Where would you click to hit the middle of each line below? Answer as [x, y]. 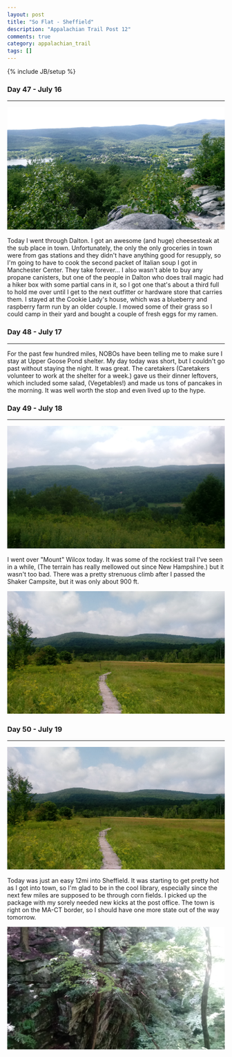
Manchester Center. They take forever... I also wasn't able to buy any [105, 270]
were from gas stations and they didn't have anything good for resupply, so [114, 255]
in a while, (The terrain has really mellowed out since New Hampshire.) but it [116, 567]
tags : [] [20, 51]
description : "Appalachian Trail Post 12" [69, 29]
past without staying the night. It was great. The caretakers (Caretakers [108, 368]
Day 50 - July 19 [35, 729]
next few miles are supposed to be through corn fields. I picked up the [107, 895]
